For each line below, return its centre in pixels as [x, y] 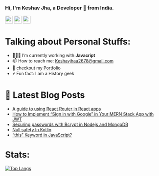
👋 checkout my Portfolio [36, 68]
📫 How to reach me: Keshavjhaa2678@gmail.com [63, 61]
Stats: [18, 155]
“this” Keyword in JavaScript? [42, 135]
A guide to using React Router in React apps [57, 109]
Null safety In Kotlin [32, 130]
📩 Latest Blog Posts [45, 95]
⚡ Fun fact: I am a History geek [43, 74]
